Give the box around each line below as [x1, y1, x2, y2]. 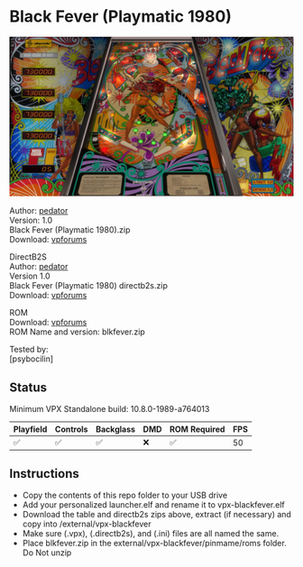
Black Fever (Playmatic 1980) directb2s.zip [9, 280, 169, 291]
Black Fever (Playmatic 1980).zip [9, 224, 131, 235]
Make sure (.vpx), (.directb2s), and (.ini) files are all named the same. [22, 528, 280, 539]
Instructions [9, 466, 79, 481]
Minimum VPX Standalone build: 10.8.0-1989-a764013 [9, 404, 210, 415]
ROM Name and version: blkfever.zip [9, 326, 146, 337]
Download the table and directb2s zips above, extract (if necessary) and [22, 509, 291, 520]
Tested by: [9, 344, 49, 355]
